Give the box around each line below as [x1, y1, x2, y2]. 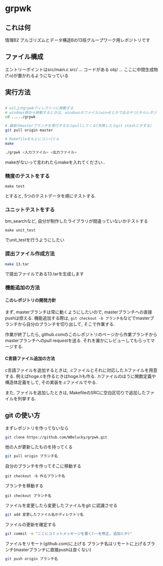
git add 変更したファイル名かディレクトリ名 [5, 512, 84, 517]
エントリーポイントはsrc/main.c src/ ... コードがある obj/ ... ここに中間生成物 [5, 66, 158, 72]
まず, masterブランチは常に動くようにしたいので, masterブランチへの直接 [5, 309, 152, 315]
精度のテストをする [5, 173, 50, 179]
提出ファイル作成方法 [5, 250, 55, 257]
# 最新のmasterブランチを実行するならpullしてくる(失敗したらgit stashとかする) [5, 123, 152, 129]
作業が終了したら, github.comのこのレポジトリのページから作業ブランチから [5, 331, 158, 337]
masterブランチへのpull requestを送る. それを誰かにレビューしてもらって [5, 338, 151, 343]
